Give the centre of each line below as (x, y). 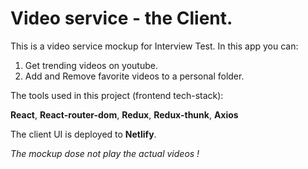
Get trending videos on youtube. (91, 65)
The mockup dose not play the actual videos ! (105, 153)
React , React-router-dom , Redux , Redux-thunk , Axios (124, 114)
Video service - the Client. (121, 18)
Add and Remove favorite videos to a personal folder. (134, 76)
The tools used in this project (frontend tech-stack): (117, 95)
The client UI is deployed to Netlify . (83, 134)
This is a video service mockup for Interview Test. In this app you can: (154, 46)
